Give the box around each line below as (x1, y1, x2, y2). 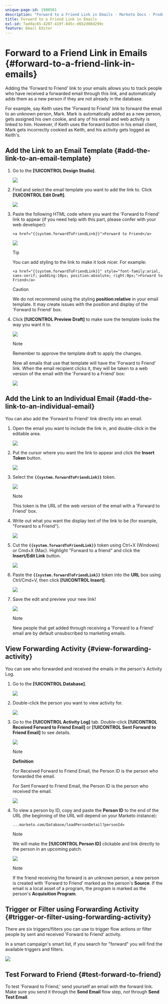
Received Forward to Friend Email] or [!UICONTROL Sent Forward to (12, 724, 156, 730)
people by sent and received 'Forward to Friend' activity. (5, 932, 121, 938)
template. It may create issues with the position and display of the (12, 301, 148, 307)
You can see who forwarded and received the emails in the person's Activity (5, 666, 162, 672)
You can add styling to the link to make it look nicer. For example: (12, 259, 146, 265)
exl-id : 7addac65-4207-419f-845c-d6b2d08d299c (5, 21, 104, 26)
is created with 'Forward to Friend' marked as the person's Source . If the (12, 880, 163, 886)
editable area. (12, 430, 41, 436)
